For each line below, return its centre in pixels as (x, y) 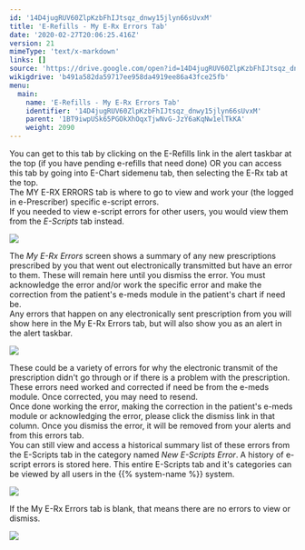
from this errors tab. (47, 435)
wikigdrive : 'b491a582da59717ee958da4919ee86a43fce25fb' (119, 77)
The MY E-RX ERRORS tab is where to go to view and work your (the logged (152, 192)
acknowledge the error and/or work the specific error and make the (136, 285)
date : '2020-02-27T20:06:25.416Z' (75, 35)
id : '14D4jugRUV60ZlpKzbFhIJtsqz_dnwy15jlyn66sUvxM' (111, 18)
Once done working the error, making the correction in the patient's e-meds (151, 406)
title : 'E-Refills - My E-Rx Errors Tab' (89, 26)
